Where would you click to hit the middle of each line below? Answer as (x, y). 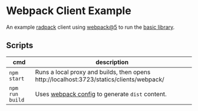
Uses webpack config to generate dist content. (101, 94)
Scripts (20, 46)
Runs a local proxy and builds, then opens (93, 72)
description (112, 62)
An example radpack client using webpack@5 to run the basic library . (90, 27)
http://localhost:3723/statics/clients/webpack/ (100, 79)
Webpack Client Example (69, 11)
